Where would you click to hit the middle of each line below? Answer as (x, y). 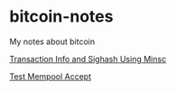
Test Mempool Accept (51, 76)
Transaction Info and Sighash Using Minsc (88, 59)
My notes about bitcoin (52, 41)
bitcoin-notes (61, 17)
